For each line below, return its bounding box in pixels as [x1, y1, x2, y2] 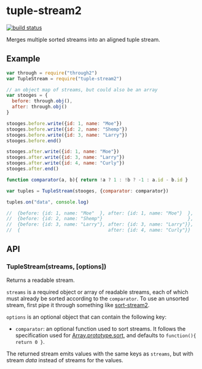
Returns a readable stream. [6, 276, 75, 284]
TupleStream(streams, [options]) [6, 262, 107, 271]
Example [6, 53, 41, 64]
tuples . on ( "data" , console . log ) [6, 199, 89, 205]
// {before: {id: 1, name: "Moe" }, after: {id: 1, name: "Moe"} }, [6, 210, 193, 216]
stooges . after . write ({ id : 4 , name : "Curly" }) [6, 160, 125, 166]
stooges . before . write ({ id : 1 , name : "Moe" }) [6, 120, 122, 126]
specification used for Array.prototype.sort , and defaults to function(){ [15, 332, 196, 339]
